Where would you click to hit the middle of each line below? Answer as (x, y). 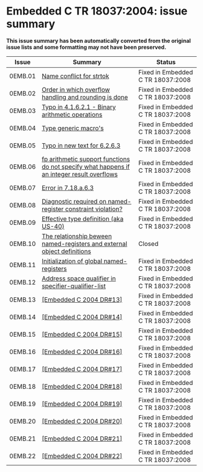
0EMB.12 (23, 282)
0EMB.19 (23, 404)
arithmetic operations (72, 114)
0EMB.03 (23, 111)
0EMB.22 (23, 456)
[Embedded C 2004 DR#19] (82, 404)
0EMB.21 (23, 438)
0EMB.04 (23, 128)
